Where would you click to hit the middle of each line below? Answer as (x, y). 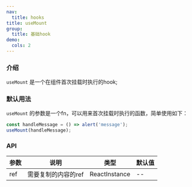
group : (14, 29)
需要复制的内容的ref (56, 174)
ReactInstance (110, 174)
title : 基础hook (31, 34)
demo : (13, 40)
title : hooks (28, 17)
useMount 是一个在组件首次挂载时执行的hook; (62, 82)
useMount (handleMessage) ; (39, 130)
